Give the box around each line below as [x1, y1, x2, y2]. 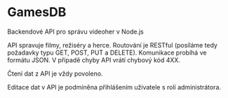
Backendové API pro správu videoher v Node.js [7, 27, 144, 36]
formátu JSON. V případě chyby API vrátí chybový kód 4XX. [7, 55, 181, 64]
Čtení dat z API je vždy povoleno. [7, 69, 103, 78]
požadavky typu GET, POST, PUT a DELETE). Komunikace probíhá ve [7, 48, 207, 57]
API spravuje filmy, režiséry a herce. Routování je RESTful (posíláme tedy [7, 41, 217, 49]
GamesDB [7, 4, 67, 20]
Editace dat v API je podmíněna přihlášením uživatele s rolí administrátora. [7, 83, 222, 91]
